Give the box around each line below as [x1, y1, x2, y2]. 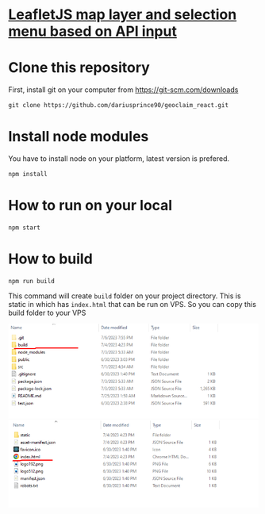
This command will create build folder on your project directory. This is [8, 291, 241, 301]
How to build [8, 250, 93, 268]
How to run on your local [8, 197, 173, 215]
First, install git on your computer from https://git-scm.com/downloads [8, 85, 239, 94]
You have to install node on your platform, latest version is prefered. [8, 154, 230, 163]
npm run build [8, 277, 56, 285]
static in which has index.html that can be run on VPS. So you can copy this [8, 299, 256, 309]
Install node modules [8, 128, 149, 146]
